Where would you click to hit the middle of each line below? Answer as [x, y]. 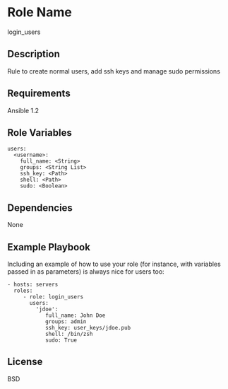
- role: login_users [53, 297]
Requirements [39, 94]
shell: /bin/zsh [69, 334]
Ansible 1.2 [23, 110]
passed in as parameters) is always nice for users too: [86, 272]
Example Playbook [49, 247]
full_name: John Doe [75, 315]
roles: [23, 291]
